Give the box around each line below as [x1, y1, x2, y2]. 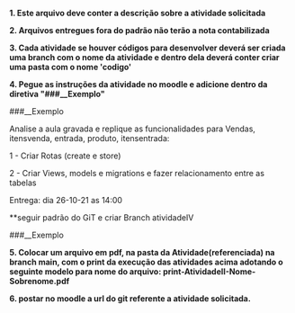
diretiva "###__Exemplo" [9, 89, 105, 99]
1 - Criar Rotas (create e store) [9, 150, 121, 161]
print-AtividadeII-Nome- [163, 266, 256, 277]
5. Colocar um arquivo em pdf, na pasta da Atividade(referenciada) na [9, 247, 275, 257]
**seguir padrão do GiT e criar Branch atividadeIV [9, 212, 194, 223]
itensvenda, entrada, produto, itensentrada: [9, 133, 170, 143]
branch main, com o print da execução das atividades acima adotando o [9, 256, 283, 267]
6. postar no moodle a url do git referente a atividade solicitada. [9, 293, 252, 304]
